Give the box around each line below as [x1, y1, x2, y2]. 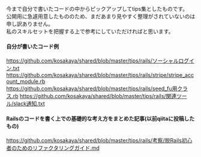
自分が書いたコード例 [6, 43, 59, 50]
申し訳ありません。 [6, 20, 54, 27]
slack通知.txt [13, 100, 45, 107]
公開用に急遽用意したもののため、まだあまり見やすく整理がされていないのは [6, 13, 196, 20]
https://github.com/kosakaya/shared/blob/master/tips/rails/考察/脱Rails [6, 137, 182, 144]
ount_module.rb [6, 78, 46, 85]
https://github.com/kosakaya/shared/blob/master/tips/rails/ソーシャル [6, 57, 179, 64]
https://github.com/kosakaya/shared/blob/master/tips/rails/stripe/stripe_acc [6, 72, 194, 79]
